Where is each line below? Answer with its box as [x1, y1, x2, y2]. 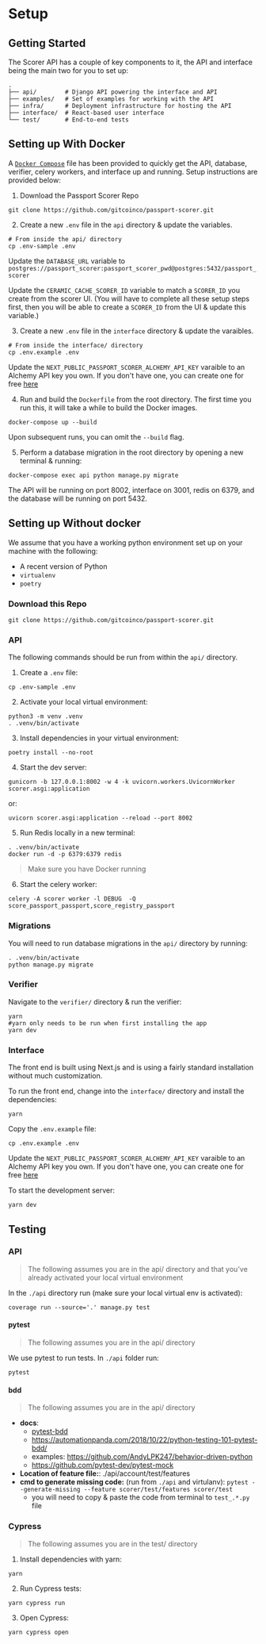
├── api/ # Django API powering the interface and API [8, 88, 218, 96]
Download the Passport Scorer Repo [19, 190, 139, 200]
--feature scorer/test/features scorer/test [83, 1485, 234, 1494]
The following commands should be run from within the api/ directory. [8, 652, 238, 663]
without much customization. [8, 1071, 103, 1081]
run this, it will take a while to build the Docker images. [19, 402, 198, 413]
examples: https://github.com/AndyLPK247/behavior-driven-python [31, 1452, 253, 1462]
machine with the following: [8, 546, 98, 555]
